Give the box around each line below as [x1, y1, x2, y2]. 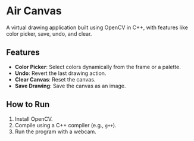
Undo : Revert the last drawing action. [14, 70, 107, 77]
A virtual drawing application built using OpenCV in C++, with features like [6, 24, 189, 31]
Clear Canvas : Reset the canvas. [14, 76, 96, 83]
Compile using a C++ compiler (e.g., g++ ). [14, 121, 117, 129]
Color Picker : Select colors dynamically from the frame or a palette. [14, 63, 182, 70]
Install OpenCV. [14, 115, 53, 123]
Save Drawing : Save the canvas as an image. [14, 82, 126, 89]
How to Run [6, 99, 50, 109]
